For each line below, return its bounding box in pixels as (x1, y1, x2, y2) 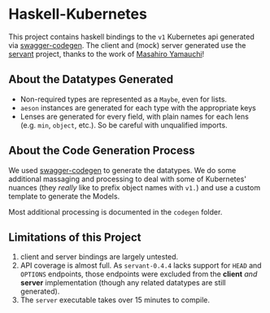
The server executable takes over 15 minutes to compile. (20, 295, 210, 305)
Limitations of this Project (8, 230, 142, 244)
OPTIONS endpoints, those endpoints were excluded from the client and (20, 269, 258, 279)
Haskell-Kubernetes (8, 5, 148, 24)
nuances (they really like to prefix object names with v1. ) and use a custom (8, 182, 261, 192)
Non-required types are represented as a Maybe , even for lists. (20, 94, 228, 104)
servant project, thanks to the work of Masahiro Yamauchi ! (8, 49, 205, 59)
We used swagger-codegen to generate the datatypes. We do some (8, 165, 237, 175)
